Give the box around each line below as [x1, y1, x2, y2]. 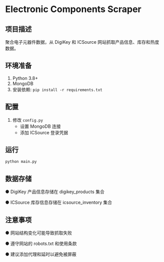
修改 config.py [12, 117, 44, 123]
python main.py [5, 159, 37, 164]
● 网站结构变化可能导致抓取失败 [5, 230, 72, 236]
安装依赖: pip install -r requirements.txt [12, 86, 103, 93]
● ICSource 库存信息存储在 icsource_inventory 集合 [5, 200, 112, 206]
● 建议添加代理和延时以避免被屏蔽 [5, 251, 77, 257]
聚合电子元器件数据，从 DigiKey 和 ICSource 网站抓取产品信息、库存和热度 [5, 39, 159, 45]
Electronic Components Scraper [5, 4, 141, 15]
